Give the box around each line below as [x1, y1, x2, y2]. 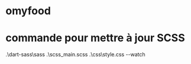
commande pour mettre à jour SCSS [5, 31, 185, 45]
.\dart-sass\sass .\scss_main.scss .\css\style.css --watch [5, 51, 145, 58]
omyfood [5, 4, 51, 18]
